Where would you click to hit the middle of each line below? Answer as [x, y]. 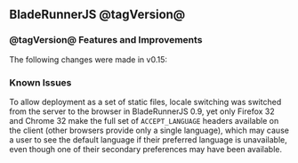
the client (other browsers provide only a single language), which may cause [149, 130]
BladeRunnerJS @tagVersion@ [97, 15]
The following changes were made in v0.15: [88, 59]
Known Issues [40, 82]
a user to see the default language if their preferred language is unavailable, [148, 139]
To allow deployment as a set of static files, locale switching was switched [145, 102]
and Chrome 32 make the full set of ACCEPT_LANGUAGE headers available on [144, 120]
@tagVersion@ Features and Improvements [106, 40]
